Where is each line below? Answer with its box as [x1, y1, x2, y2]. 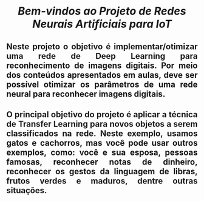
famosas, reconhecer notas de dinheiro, [6, 157, 198, 167]
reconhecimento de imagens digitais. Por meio [6, 60, 198, 70]
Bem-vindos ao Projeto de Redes [18, 4, 186, 18]
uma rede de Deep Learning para [6, 50, 198, 61]
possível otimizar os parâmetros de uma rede [6, 79, 198, 89]
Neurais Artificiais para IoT [32, 17, 172, 31]
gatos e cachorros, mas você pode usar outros [6, 138, 198, 148]
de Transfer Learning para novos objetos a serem [6, 118, 198, 129]
